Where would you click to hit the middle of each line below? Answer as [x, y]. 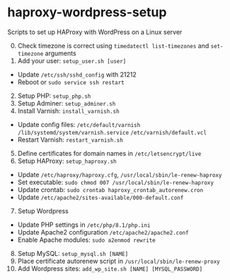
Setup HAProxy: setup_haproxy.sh [67, 161]
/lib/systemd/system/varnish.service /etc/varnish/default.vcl [112, 133]
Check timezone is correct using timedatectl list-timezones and [113, 45]
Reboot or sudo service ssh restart [71, 82]
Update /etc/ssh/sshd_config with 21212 [77, 74]
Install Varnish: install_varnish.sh [68, 111]
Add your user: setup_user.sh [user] [72, 60]
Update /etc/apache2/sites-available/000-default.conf [100, 197]
